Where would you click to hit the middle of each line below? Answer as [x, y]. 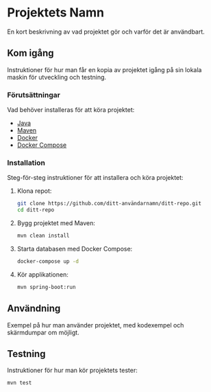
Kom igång [30, 53]
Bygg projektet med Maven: [56, 223]
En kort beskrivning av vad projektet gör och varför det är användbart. [106, 32]
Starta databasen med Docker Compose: [75, 249]
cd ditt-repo [36, 210]
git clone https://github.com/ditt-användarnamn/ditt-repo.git [109, 204]
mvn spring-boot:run [46, 287]
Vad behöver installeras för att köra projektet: [71, 110]
